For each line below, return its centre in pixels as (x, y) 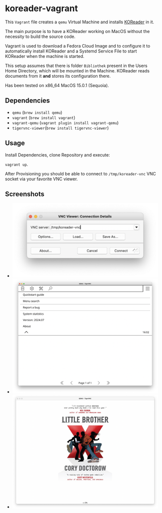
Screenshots (25, 194)
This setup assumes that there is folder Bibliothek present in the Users (76, 66)
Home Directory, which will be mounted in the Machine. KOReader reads (77, 70)
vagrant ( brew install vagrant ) (44, 118)
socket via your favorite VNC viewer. (41, 179)
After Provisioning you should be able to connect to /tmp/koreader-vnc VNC (81, 173)
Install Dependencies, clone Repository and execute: (57, 155)
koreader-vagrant (41, 9)
